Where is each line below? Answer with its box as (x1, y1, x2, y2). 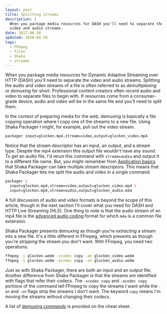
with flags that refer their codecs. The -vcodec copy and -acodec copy (5, 278, 148, 284)
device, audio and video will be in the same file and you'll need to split (18, 98, 162, 105)
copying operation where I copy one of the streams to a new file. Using (5, 119, 151, 125)
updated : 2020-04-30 (5, 35, 48, 40)
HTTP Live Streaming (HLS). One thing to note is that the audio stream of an (5, 207, 161, 213)
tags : (5, 40, 16, 45)
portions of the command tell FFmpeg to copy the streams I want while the (5, 283, 158, 289)
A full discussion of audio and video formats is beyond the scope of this (5, 197, 153, 203)
